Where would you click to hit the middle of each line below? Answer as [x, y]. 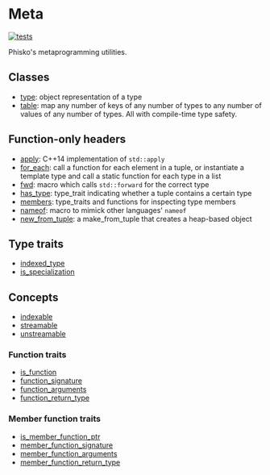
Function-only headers [67, 139]
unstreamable [43, 334]
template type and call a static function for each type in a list [120, 176]
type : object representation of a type [81, 97]
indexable [36, 317]
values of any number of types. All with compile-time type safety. [129, 114]
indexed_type [42, 264]
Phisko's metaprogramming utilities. [68, 52]
